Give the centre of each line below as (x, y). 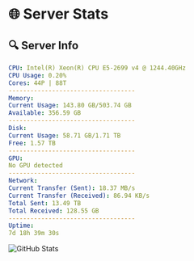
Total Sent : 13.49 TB (45, 203)
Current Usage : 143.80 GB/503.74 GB (70, 106)
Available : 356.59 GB (45, 113)
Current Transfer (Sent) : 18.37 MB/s (72, 188)
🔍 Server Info (44, 45)
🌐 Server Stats (59, 14)
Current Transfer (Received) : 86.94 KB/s (79, 196)
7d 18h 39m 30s (34, 234)
